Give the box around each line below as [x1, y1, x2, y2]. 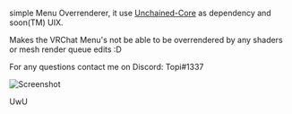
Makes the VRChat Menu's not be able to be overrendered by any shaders [9, 35, 284, 45]
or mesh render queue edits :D [9, 44, 123, 55]
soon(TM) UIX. [9, 17, 64, 28]
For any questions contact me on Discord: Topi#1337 [9, 62, 204, 72]
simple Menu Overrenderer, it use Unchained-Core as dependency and [9, 8, 271, 18]
